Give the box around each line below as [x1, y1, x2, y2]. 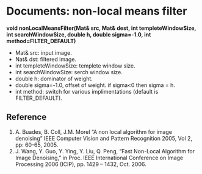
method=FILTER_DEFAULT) [6, 37, 76, 44]
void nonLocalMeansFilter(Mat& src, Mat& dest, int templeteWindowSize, [6, 24, 197, 32]
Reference [6, 112, 47, 122]
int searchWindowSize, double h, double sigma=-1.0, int [6, 30, 151, 38]
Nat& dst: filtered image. [15, 55, 77, 63]
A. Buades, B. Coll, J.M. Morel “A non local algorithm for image [15, 128, 173, 135]
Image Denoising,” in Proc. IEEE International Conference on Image [15, 154, 184, 161]
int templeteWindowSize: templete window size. [15, 62, 135, 69]
